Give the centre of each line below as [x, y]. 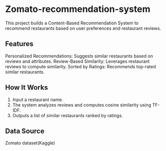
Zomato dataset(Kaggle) [30, 143]
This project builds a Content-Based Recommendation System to [72, 23]
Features [19, 44]
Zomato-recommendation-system [78, 9]
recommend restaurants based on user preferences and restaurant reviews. [83, 28]
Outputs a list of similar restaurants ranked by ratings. [68, 115]
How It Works [27, 87]
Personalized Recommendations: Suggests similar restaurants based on [79, 56]
